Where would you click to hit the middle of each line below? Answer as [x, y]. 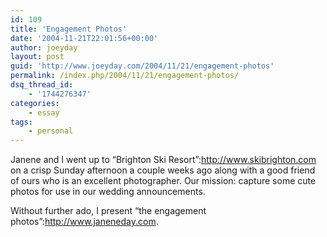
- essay [44, 112]
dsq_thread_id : [42, 85]
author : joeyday [44, 47]
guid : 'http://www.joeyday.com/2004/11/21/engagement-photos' [142, 66]
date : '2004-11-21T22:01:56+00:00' [84, 38]
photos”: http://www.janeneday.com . [84, 222]
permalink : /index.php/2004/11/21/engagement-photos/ [125, 76]
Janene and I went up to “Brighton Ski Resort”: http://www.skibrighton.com [163, 160]
